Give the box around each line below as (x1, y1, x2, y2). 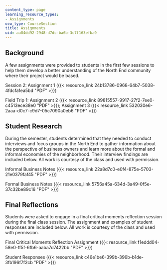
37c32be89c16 (5, 186, 36, 192)
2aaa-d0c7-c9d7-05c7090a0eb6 (5, 107, 74, 113)
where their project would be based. (5, 73, 80, 79)
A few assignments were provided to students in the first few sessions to (5, 62, 155, 68)
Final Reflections (5, 201, 58, 209)
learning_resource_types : (5, 12, 59, 17)
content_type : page (5, 7, 46, 12)
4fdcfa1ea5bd (5, 88, 33, 93)
